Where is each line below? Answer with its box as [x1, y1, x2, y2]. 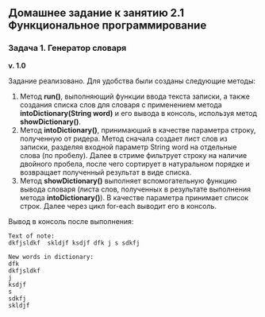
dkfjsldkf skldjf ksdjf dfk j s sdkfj [8, 238, 140, 247]
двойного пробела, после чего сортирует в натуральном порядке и [19, 159, 250, 168]
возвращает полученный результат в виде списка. [19, 167, 192, 177]
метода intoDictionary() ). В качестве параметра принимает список [19, 192, 249, 202]
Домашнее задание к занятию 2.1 [8, 6, 185, 20]
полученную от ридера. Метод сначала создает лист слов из [19, 133, 228, 143]
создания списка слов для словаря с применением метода [19, 99, 222, 110]
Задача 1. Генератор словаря [8, 43, 127, 54]
